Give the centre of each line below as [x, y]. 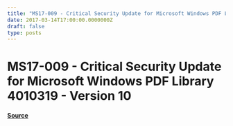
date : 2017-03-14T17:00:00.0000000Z [60, 20]
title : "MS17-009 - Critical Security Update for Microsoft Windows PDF [114, 13]
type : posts [24, 33]
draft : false [26, 26]
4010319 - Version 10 [69, 96]
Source [18, 116]
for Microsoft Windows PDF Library [111, 82]
